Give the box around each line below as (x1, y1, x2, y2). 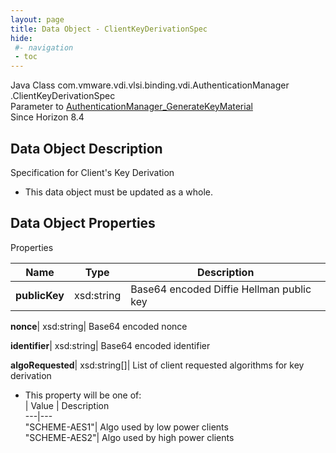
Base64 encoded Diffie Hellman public (130, 282, 312, 296)
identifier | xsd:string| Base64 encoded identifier (10, 339, 211, 351)
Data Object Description (10, 140, 163, 157)
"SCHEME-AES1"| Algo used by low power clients (24, 421, 229, 433)
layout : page (10, 14, 65, 25)
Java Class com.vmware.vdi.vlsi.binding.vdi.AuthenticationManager (10, 79, 290, 91)
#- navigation (14, 42, 74, 53)
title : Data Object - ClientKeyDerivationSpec (10, 24, 208, 34)
